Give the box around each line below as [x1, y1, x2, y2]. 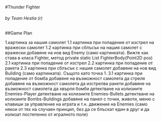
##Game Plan [5, 30, 33, 36]
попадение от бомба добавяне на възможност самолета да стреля [5, 76, 145, 81]
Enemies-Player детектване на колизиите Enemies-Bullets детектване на [5, 91, 155, 97]
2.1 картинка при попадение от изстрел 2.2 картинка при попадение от [5, 60, 153, 66]
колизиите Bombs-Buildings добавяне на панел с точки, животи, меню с [5, 96, 155, 102]
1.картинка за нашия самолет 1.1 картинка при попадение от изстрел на [5, 40, 154, 46]
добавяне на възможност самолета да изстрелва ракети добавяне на [5, 81, 151, 87]
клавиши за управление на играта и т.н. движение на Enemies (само [5, 101, 148, 107]
